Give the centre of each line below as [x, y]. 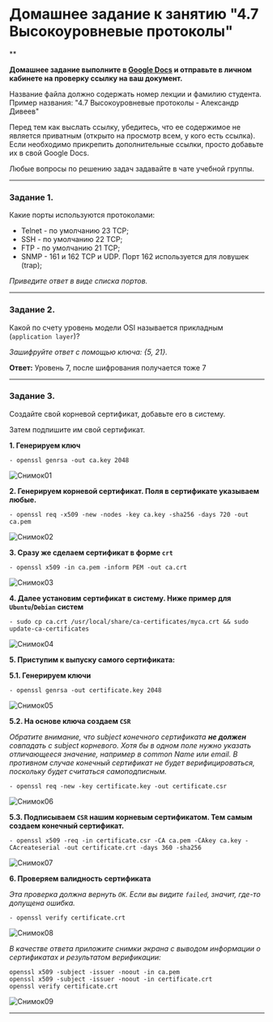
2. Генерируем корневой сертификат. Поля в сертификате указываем [134, 491]
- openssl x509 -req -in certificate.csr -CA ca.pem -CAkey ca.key [126, 840]
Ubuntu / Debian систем [47, 607]
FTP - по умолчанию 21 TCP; [70, 248]
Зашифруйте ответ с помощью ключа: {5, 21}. [89, 352]
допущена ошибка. [42, 903]
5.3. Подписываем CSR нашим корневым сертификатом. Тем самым [131, 816]
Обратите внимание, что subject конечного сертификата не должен [128, 737]
